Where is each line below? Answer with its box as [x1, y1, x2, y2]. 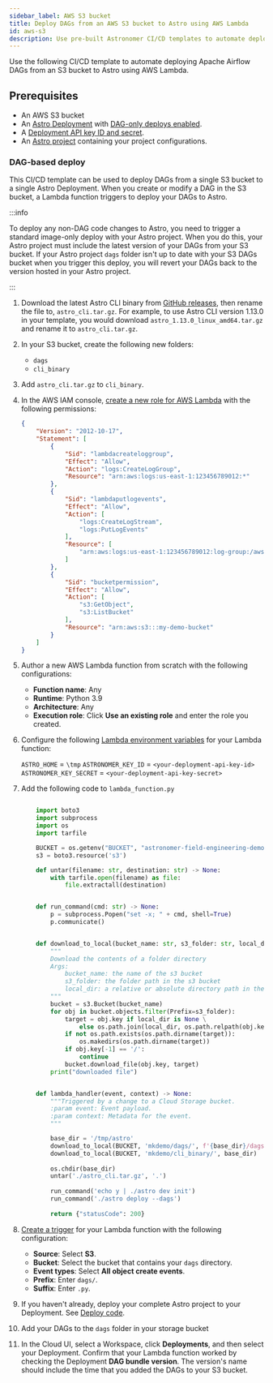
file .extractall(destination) [64, 881, 167, 889]
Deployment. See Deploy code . [20, 1308, 125, 1317]
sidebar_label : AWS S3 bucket [9, 11, 112, 20]
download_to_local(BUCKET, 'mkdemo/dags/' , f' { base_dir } [50, 1141, 246, 1150]
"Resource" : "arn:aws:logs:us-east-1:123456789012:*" [64, 472, 250, 481]
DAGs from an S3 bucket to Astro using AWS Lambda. [9, 66, 190, 75]
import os [36, 822, 69, 830]
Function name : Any [32, 685, 102, 694]
